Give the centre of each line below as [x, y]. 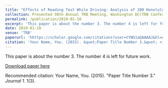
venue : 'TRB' [19, 33]
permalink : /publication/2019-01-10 [43, 19]
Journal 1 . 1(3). [20, 81]
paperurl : [15, 38]
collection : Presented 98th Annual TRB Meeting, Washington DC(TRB [77, 14]
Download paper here [27, 66]
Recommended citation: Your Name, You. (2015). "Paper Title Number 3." [80, 76]
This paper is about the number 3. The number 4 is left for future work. [78, 56]
